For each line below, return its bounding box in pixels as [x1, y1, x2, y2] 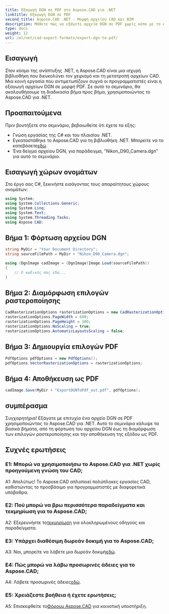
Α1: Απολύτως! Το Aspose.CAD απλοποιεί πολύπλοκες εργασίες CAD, [5, 479, 151, 485]
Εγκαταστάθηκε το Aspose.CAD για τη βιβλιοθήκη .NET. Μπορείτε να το [12, 137, 164, 143]
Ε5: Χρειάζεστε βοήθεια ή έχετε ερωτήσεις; [5, 592, 117, 599]
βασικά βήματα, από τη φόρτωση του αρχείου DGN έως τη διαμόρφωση [5, 426, 156, 432]
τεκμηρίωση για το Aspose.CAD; [5, 508, 87, 515]
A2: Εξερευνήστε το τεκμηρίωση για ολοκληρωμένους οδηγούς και [5, 519, 145, 525]
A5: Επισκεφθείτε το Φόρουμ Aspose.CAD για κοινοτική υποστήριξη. [5, 603, 147, 609]
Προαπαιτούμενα [5, 109, 62, 117]
